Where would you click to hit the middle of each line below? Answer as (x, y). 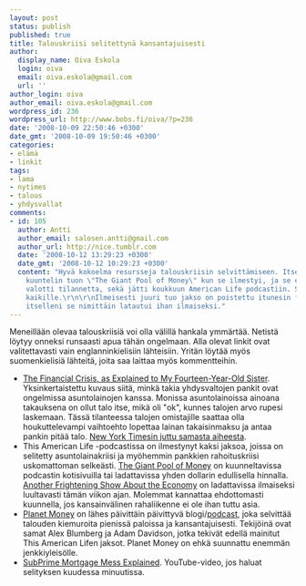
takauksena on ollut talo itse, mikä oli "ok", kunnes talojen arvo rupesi (153, 407)
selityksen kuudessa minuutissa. (84, 572)
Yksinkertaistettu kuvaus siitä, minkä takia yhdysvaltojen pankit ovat (150, 388)
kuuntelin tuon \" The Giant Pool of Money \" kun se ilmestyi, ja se (158, 281)
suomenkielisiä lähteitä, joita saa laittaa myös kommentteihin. (124, 361)
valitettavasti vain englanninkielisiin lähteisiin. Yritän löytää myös (130, 351)
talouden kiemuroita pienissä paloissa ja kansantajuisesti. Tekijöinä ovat (157, 524)
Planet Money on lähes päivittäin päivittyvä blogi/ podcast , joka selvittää (157, 514)
